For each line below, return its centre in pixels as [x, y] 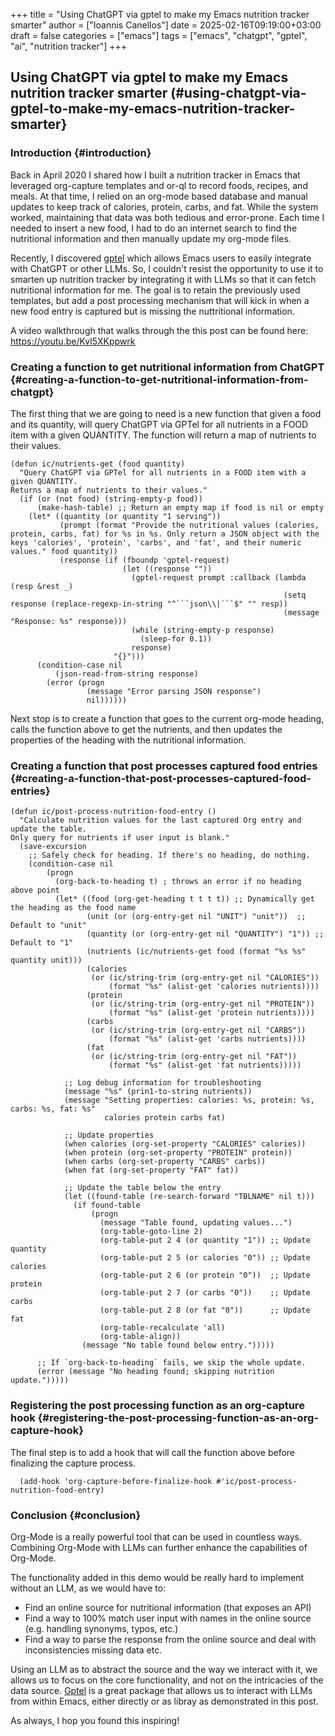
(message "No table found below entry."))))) [178, 1345]
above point [35, 890]
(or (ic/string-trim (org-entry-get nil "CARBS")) [198, 1030]
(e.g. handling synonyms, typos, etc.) [101, 1628]
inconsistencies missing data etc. [93, 1650]
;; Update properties [109, 1135]
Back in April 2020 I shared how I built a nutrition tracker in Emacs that [155, 175]
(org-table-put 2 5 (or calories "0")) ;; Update [205, 1258]
